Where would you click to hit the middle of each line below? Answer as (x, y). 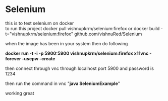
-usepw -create (39, 58)
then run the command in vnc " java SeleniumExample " (63, 83)
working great (20, 93)
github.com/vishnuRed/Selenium (108, 34)
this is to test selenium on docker (40, 23)
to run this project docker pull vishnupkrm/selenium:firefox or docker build (82, 28)
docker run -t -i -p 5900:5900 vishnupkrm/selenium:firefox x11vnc (77, 53)
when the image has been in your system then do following (67, 43)
